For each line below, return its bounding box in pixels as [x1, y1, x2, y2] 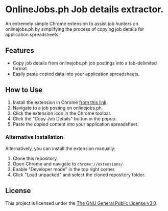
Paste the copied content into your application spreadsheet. [12, 121, 139, 127]
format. [12, 65, 29, 71]
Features [5, 46, 34, 55]
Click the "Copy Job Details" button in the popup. [12, 115, 117, 121]
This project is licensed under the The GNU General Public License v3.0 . [5, 200, 157, 206]
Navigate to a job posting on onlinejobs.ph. [12, 104, 103, 111]
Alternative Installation [5, 134, 63, 141]
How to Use [5, 86, 43, 94]
